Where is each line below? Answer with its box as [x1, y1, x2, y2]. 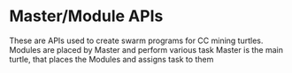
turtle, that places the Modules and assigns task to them [9, 54, 214, 64]
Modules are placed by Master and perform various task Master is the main [9, 44, 283, 55]
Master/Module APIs [9, 6, 164, 26]
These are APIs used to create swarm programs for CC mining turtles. [9, 35, 264, 46]
